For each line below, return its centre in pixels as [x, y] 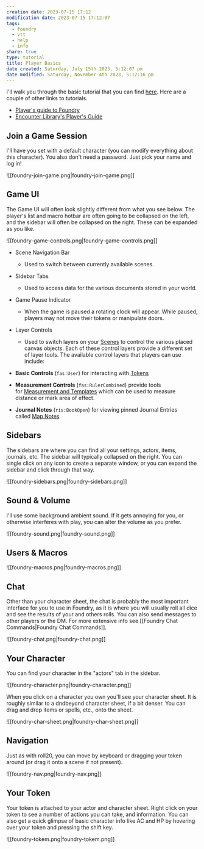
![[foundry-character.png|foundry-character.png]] [69, 685]
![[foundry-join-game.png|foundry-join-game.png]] [71, 175]
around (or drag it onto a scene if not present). [65, 762]
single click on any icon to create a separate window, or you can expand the [102, 463]
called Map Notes [37, 416]
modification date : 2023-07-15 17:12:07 [58, 18]
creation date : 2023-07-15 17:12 [49, 12]
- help [20, 40]
